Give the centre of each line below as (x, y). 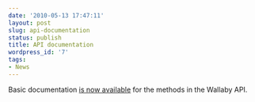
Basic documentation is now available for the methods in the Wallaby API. (128, 89)
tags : (17, 60)
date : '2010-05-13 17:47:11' (56, 15)
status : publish (35, 38)
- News (19, 67)
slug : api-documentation (49, 30)
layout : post (30, 23)
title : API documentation (51, 45)
